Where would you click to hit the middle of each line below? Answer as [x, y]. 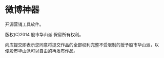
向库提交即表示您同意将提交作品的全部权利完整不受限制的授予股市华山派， [80, 44]
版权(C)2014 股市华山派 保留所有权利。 [44, 34]
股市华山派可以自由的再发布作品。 [43, 51]
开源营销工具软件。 [24, 24]
